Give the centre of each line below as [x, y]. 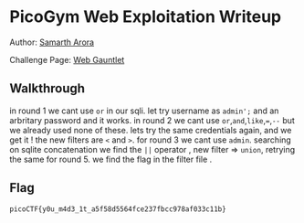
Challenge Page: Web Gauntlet [67, 59]
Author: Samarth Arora [52, 42]
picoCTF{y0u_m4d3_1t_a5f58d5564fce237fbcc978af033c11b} [118, 209]
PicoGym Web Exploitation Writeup [145, 17]
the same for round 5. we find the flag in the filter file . [111, 159]
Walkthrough [47, 89]
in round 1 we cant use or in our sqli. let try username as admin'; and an [144, 111]
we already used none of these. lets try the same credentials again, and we [151, 130]
